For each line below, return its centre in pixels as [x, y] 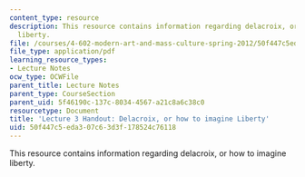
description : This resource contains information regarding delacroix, [148, 26]
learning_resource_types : [58, 60]
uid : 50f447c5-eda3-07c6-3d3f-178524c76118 [93, 128]
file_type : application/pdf [63, 52]
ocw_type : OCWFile [44, 77]
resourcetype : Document [54, 111]
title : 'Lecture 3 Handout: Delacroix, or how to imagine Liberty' [140, 119]
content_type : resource [54, 18]
